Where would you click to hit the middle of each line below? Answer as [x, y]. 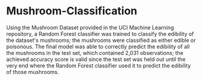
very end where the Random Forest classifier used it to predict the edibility [99, 65]
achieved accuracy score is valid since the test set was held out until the [96, 59]
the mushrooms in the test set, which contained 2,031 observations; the [95, 53]
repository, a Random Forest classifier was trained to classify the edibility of [100, 33]
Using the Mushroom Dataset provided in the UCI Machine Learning [90, 27]
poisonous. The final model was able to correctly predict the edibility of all [98, 47]
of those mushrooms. [32, 72]
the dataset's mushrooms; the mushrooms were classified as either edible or [101, 40]
